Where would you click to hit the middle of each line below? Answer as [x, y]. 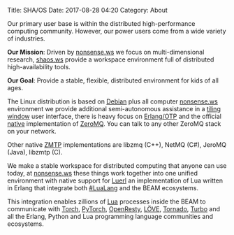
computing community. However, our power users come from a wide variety [117, 31]
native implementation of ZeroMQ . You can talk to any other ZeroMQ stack [114, 124]
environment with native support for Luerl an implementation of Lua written [115, 180]
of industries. [26, 38]
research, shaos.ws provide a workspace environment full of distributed [111, 59]
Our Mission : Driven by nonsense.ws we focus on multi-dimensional [106, 52]
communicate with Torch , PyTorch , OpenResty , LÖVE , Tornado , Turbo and [114, 209]
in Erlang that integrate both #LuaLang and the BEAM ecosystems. [103, 188]
